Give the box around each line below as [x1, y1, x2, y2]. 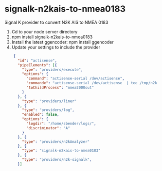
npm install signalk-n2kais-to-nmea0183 [11, 34, 93, 40]
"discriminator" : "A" [26, 125, 70, 130]
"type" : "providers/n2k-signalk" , [22, 157, 92, 162]
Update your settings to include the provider [11, 44, 101, 50]
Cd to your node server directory [11, 29, 78, 34]
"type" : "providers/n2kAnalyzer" [22, 139, 90, 144]
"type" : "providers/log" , [22, 108, 75, 112]
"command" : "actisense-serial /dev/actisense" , [26, 76, 125, 81]
